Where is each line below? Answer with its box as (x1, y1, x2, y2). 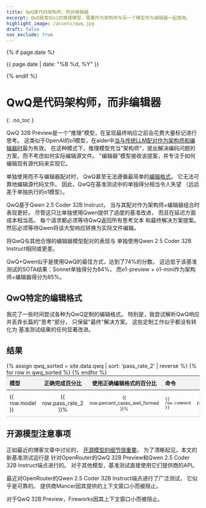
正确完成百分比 (44, 379, 82, 387)
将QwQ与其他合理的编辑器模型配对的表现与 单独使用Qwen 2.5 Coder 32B (6, 237, 192, 245)
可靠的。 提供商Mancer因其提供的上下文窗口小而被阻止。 (17, 482, 162, 490)
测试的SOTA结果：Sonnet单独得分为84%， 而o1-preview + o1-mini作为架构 (6, 266, 196, 273)
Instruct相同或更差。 (6, 245, 58, 252)
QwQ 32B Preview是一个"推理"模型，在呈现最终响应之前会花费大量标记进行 (6, 129, 197, 137)
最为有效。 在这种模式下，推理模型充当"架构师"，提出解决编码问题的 (22, 145, 196, 152)
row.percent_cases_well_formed (89, 399, 159, 406)
